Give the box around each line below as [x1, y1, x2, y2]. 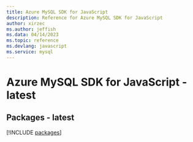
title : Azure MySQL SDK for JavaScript [6, 9, 108, 15]
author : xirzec [6, 20, 45, 26]
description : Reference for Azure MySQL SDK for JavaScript [6, 15, 164, 21]
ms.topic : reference [6, 37, 59, 43]
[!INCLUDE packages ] [6, 129, 62, 136]
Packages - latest [6, 113, 75, 123]
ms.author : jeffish [6, 26, 56, 32]
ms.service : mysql [6, 49, 53, 55]
